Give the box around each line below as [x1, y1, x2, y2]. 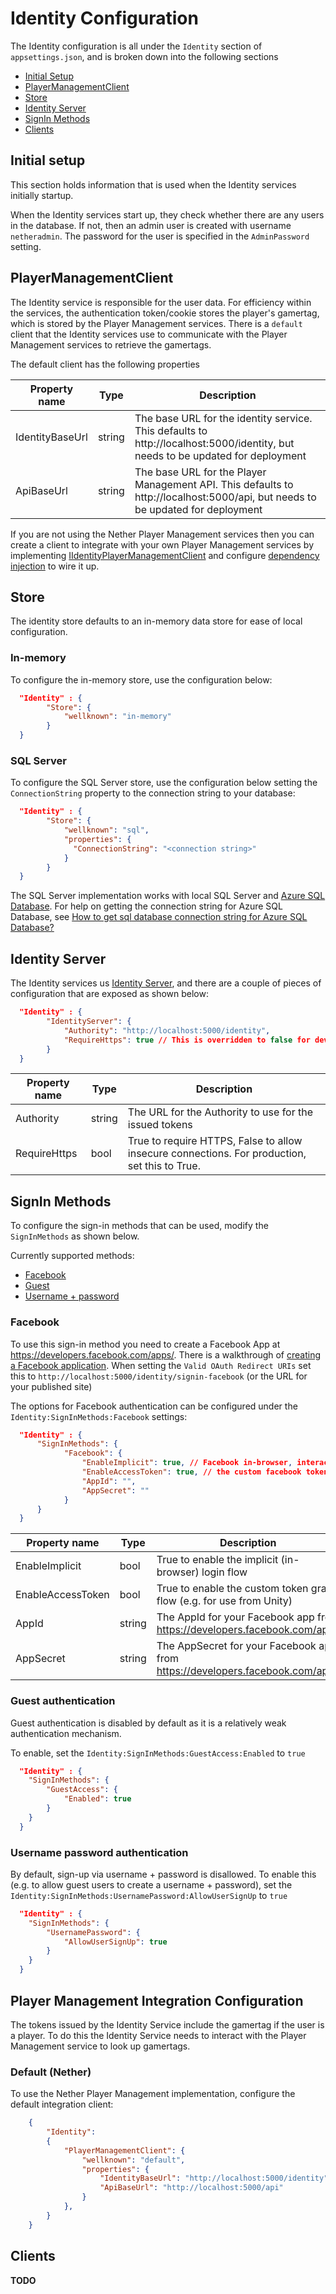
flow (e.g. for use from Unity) [156, 1594, 293, 1608]
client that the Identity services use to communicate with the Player [10, 328, 288, 340]
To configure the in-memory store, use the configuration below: [10, 673, 273, 686]
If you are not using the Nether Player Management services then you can [10, 528, 315, 540]
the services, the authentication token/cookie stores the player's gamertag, [10, 307, 320, 319]
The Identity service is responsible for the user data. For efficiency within [10, 296, 312, 308]
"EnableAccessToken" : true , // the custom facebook [81, 1467, 302, 1477]
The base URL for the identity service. [134, 411, 313, 425]
